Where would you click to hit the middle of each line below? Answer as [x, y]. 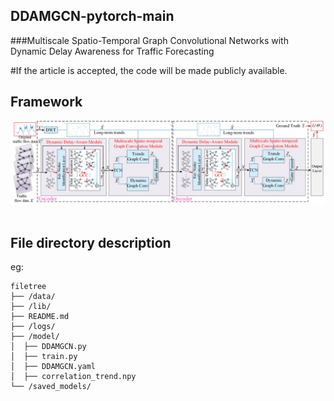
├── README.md [40, 317]
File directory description [91, 242]
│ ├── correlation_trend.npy [73, 377]
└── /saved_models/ [51, 387]
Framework [46, 102]
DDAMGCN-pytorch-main [92, 16]
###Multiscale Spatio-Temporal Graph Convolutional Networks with [149, 40]
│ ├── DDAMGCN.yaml [53, 367]
